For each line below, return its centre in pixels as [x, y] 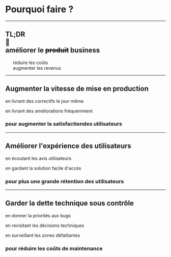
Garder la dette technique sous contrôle [69, 203]
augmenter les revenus [37, 68]
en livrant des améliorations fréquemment [49, 111]
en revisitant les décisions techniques [45, 225]
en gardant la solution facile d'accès [43, 168]
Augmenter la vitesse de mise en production [77, 89]
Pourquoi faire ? [39, 9]
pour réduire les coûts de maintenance [54, 248]
